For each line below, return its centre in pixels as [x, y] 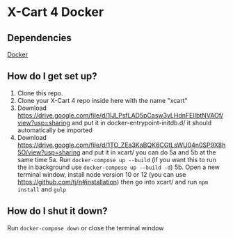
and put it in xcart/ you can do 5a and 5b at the [149, 152]
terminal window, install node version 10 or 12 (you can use [102, 174]
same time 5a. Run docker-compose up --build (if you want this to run [117, 159]
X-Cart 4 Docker [56, 12]
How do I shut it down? [57, 211]
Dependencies [39, 38]
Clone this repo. [40, 93]
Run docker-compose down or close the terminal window [86, 228]
